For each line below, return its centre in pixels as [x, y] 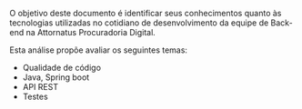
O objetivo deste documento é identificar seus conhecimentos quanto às [146, 13]
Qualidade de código [62, 68]
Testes [35, 96]
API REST [40, 87]
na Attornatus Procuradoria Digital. [91, 32]
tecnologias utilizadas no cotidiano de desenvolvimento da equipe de [139, 23]
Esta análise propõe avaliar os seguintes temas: [99, 50]
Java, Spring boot [56, 77]
